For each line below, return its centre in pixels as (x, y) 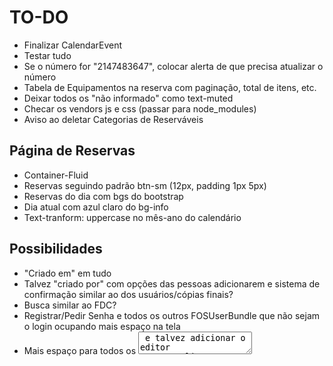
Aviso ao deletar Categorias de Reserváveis (113, 119)
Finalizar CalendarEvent (73, 45)
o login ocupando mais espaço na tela (102, 326)
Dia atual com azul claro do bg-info (96, 207)
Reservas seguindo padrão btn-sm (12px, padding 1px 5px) (145, 185)
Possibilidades (56, 249)
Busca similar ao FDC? (70, 305)
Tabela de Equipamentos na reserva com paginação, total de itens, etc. (170, 87)
